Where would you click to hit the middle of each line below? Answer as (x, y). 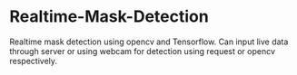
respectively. (33, 61)
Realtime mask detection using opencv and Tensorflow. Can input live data (149, 42)
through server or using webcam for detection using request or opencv (142, 51)
